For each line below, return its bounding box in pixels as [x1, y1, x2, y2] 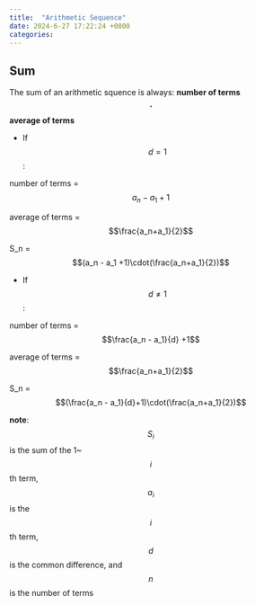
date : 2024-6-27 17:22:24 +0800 [9, 22, 130, 31]
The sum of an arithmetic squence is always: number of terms [9, 87, 241, 98]
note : [9, 414, 30, 425]
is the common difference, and [9, 559, 123, 570]
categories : [9, 30, 54, 39]
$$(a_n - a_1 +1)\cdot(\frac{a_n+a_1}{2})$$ [71, 257, 231, 268]
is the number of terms [9, 587, 94, 598]
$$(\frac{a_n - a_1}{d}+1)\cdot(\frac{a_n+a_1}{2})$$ [55, 396, 247, 407]
